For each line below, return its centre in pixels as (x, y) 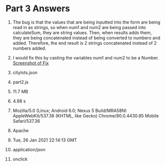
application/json (29, 149)
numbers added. (29, 48)
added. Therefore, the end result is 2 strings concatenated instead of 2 (85, 43)
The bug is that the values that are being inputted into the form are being (86, 22)
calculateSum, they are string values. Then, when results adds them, (82, 32)
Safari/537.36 (26, 121)
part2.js (20, 82)
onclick (20, 159)
